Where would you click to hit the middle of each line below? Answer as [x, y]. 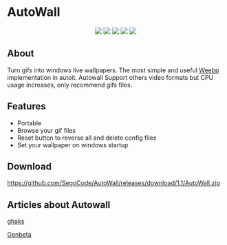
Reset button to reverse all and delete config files [87, 138]
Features [26, 106]
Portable [29, 123]
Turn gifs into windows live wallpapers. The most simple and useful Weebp [113, 70]
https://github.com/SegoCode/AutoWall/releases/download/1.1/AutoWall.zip [113, 183]
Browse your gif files [46, 130]
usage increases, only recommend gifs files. [70, 85]
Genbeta [20, 235]
